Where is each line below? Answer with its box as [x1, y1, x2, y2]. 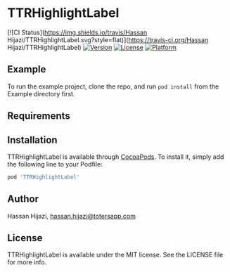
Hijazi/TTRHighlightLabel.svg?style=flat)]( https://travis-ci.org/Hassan [7, 35, 209, 44]
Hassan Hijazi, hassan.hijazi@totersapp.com [7, 212, 136, 220]
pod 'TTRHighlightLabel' [7, 174, 80, 181]
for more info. [7, 258, 47, 266]
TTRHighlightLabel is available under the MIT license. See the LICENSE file [7, 251, 224, 259]
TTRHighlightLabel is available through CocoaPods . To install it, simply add [7, 153, 224, 161]
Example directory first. [7, 89, 75, 98]
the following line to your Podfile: [7, 160, 103, 168]
